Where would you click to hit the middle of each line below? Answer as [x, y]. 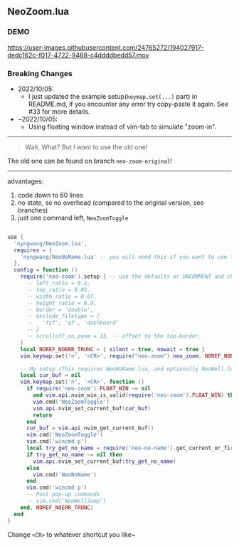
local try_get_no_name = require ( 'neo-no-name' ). [101, 448]
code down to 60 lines [51, 195]
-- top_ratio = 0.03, [58, 290]
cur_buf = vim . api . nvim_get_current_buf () [90, 428]
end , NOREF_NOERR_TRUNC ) [57, 508]
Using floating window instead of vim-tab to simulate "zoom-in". [122, 127]
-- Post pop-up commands [63, 494]
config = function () [46, 270]
